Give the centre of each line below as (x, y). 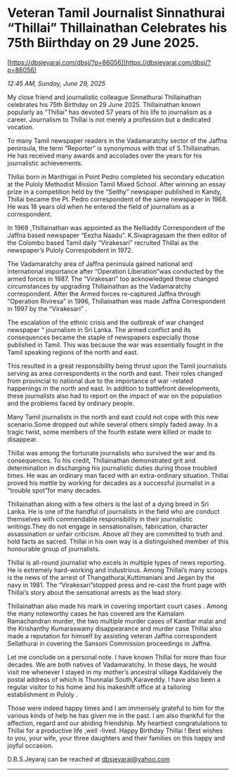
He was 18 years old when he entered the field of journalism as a (101, 206)
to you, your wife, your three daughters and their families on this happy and (116, 738)
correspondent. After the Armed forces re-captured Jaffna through (104, 293)
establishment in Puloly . (43, 694)
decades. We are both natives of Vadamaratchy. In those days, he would (112, 664)
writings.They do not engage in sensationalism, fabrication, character (108, 526)
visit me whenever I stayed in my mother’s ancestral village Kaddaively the (115, 672)
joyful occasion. (31, 745)
